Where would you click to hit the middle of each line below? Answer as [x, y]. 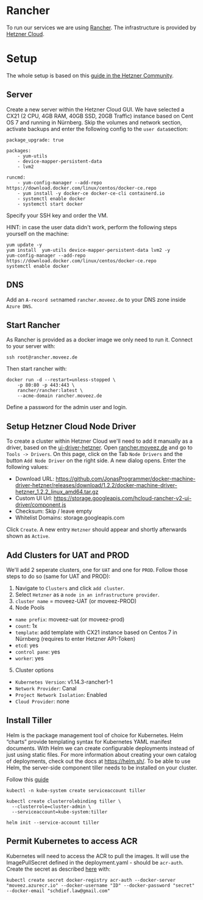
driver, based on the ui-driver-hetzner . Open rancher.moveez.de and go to [100, 448]
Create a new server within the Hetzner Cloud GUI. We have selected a [95, 109]
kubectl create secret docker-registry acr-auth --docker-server [91, 880]
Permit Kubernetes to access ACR [72, 841]
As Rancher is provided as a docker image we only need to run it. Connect [100, 340]
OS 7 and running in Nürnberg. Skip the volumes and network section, [94, 122]
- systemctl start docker [50, 204]
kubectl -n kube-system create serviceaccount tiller [76, 790]
